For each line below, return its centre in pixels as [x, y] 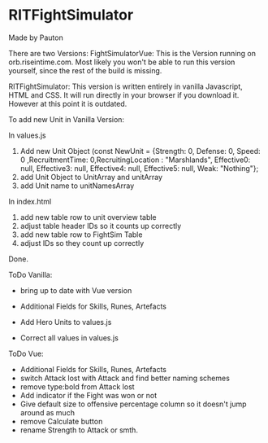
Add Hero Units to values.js [66, 322]
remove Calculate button [61, 421]
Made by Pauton [36, 37]
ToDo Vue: [26, 353]
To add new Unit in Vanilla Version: [66, 119]
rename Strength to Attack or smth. [79, 430]
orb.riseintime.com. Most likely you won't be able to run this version [122, 62]
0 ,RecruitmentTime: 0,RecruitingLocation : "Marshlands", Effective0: [135, 160]
